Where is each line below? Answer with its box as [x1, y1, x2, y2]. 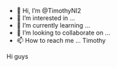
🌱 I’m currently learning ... [16, 21, 91, 29]
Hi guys [6, 52, 28, 60]
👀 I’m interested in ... [16, 14, 75, 22]
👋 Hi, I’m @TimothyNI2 [16, 7, 82, 15]
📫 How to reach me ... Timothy [16, 37, 106, 44]
